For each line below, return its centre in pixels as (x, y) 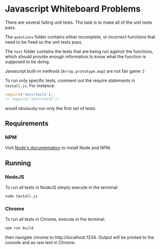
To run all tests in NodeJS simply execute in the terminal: (62, 187)
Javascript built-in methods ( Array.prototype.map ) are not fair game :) (75, 71)
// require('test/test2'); (32, 99)
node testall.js (21, 196)
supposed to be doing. (27, 62)
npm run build (19, 228)
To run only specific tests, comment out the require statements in (70, 80)
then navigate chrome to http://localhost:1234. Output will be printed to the (80, 237)
